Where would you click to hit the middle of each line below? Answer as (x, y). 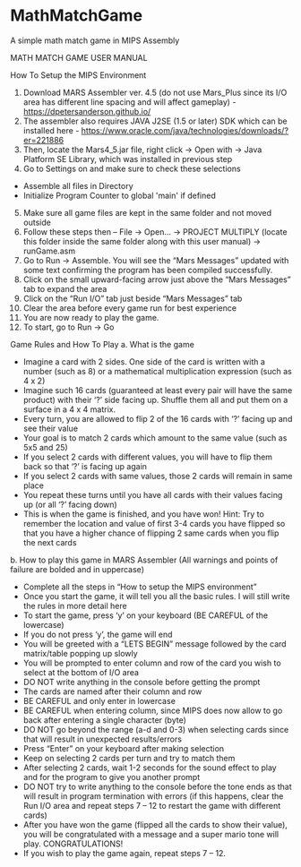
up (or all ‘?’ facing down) (70, 504)
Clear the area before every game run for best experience (129, 308)
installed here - (51, 130)
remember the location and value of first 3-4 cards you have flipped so (154, 523)
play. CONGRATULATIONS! (73, 844)
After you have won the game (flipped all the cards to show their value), (155, 824)
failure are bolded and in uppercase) (77, 569)
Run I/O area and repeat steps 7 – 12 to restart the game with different (152, 805)
